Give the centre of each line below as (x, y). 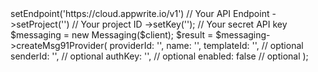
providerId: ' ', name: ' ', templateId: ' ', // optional (206, 45)
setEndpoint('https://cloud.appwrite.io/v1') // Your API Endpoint (140, 13)
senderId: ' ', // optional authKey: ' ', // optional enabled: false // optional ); (159, 56)
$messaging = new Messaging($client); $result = (112, 35)
